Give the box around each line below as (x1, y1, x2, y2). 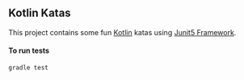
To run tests (8, 46, 50, 55)
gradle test (8, 64, 48, 72)
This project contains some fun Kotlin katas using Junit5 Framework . (8, 27, 237, 37)
